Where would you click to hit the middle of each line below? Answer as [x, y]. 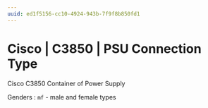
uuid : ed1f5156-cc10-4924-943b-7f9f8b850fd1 [74, 14]
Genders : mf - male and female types [62, 97]
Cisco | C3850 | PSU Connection [105, 48]
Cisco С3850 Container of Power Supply [66, 83]
